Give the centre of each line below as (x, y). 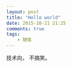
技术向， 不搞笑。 (28, 58)
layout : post (23, 12)
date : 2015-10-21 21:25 (36, 23)
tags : (13, 34)
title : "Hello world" (34, 18)
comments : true (25, 29)
